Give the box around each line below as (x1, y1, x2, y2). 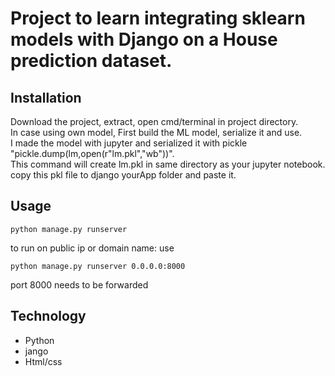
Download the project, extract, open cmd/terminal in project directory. (10, 116, 299, 127)
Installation (10, 89, 82, 106)
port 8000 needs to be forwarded (10, 278, 149, 291)
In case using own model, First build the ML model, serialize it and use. (10, 127, 303, 138)
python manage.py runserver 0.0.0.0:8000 (10, 261, 186, 271)
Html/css (24, 355, 63, 367)
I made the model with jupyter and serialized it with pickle (10, 137, 248, 149)
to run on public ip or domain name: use (10, 242, 175, 254)
